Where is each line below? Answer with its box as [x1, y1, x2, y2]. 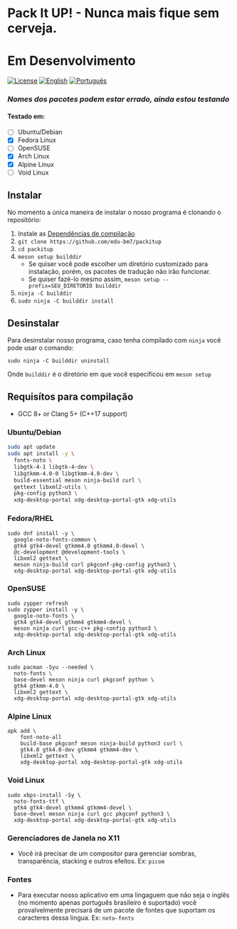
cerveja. [7, 20, 58, 36]
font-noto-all [20, 733, 62, 741]
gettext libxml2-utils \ [14, 483, 88, 490]
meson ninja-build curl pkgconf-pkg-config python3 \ [14, 561, 177, 568]
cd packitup [17, 246, 53, 253]
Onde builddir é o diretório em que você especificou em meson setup [7, 370, 211, 379]
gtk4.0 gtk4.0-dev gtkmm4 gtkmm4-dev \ [20, 746, 139, 753]
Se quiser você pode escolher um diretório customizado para [28, 260, 209, 268]
